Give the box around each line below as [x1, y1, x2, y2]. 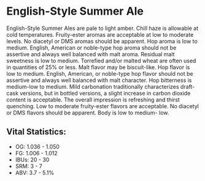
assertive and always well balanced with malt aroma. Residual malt [6, 50, 175, 57]
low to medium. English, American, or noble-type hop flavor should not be [6, 70, 193, 77]
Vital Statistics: [6, 127, 66, 137]
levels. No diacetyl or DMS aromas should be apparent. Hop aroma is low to [6, 37, 198, 45]
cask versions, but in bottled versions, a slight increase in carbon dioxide [6, 89, 191, 97]
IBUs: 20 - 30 [15, 156, 50, 163]
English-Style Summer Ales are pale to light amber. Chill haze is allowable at [6, 24, 199, 32]
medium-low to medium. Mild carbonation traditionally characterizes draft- [6, 83, 195, 90]
